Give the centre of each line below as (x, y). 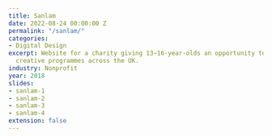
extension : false (38, 121)
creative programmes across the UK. (77, 61)
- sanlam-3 (27, 106)
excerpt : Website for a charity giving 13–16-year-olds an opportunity (132, 53)
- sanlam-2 (27, 98)
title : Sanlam (32, 16)
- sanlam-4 (27, 114)
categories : (28, 38)
